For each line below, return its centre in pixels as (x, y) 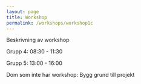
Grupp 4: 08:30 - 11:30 (34, 52)
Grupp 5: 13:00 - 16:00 (34, 63)
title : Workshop (27, 17)
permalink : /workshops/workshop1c (50, 23)
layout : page (23, 12)
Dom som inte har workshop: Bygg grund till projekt (70, 75)
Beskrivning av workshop (38, 40)
